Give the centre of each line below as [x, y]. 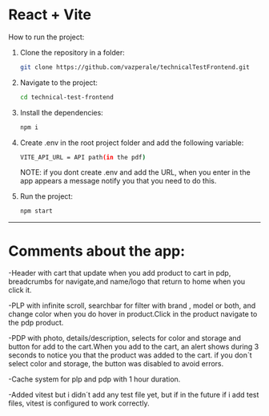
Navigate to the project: [59, 83]
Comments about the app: [97, 251]
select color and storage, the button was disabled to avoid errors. [116, 364]
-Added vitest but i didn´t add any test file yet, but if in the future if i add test [134, 395]
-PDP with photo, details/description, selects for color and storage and [125, 338]
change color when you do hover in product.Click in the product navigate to [133, 314]
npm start [36, 211]
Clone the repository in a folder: [72, 52]
